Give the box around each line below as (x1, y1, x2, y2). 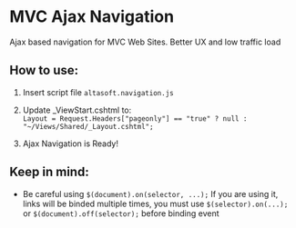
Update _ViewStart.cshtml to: (22, 104, 132, 115)
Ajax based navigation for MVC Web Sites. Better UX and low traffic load (9, 36, 281, 47)
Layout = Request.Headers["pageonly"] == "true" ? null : (22, 114, 248, 124)
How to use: (9, 63, 79, 78)
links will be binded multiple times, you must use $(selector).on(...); (22, 198, 289, 209)
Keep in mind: (9, 164, 89, 180)
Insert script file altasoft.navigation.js (22, 86, 175, 97)
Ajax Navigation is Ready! (22, 138, 118, 149)
